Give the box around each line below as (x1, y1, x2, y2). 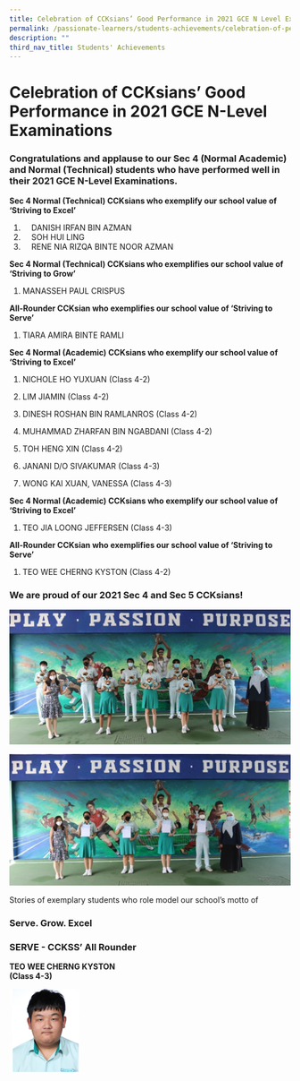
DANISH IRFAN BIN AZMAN (30, 222, 132, 233)
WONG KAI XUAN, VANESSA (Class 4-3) (21, 477, 172, 488)
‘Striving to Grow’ (9, 268, 76, 279)
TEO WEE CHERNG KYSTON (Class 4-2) (21, 566, 171, 577)
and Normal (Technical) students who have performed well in (9, 164, 280, 176)
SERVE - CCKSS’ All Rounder (9, 940, 137, 953)
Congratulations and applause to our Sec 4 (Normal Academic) (9, 152, 287, 165)
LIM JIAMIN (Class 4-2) (21, 390, 110, 402)
